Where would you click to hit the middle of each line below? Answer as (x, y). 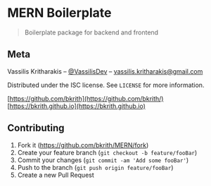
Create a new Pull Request (56, 175)
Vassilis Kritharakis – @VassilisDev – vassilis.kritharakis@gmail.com (105, 71)
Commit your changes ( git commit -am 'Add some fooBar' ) (103, 160)
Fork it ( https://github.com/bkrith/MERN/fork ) (83, 145)
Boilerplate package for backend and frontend (91, 32)
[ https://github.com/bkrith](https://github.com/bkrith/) (85, 98)
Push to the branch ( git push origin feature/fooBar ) (95, 167)
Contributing (36, 128)
